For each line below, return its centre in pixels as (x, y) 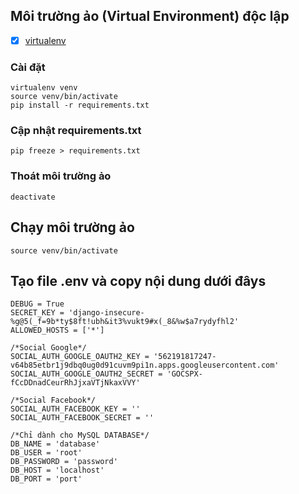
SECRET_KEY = (37, 313)
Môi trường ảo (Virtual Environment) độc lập (150, 16)
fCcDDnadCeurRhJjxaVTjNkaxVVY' (75, 383)
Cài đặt (28, 67)
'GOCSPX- (184, 374)
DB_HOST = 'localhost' (57, 470)
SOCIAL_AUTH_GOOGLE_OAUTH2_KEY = (80, 357)
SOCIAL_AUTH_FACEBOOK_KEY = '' (75, 409)
